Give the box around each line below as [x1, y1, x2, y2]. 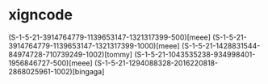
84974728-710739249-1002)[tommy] [8, 49, 133, 59]
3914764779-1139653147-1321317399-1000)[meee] [8, 40, 180, 50]
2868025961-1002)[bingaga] [8, 66, 105, 76]
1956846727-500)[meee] [8, 58, 93, 68]
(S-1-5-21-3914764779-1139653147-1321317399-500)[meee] [8, 32, 211, 42]
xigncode [8, 6, 73, 24]
